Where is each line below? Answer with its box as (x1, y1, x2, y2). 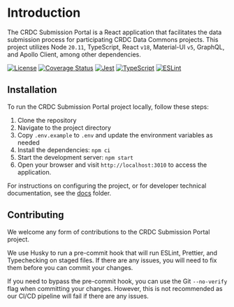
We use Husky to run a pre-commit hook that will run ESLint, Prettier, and (7, 248, 218, 257)
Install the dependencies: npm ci (17, 145, 111, 154)
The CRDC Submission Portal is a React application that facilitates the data (7, 28, 222, 36)
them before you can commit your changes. (7, 263, 133, 271)
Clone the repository (17, 116, 77, 124)
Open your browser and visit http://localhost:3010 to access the (17, 160, 207, 169)
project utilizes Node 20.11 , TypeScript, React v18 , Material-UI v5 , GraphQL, (7, 43, 225, 51)
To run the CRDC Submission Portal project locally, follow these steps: (7, 103, 210, 111)
